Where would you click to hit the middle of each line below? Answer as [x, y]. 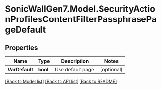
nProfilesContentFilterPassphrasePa [81, 19]
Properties [21, 47]
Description [75, 61]
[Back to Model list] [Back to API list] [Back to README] [61, 81]
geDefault [26, 30]
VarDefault [20, 69]
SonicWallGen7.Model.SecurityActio [80, 9]
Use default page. [75, 69]
